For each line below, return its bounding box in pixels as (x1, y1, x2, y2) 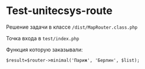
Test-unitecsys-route (6, 4, 113, 18)
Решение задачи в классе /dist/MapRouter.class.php (6, 23, 138, 30)
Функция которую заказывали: (6, 46, 83, 53)
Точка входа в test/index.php (6, 34, 80, 42)
